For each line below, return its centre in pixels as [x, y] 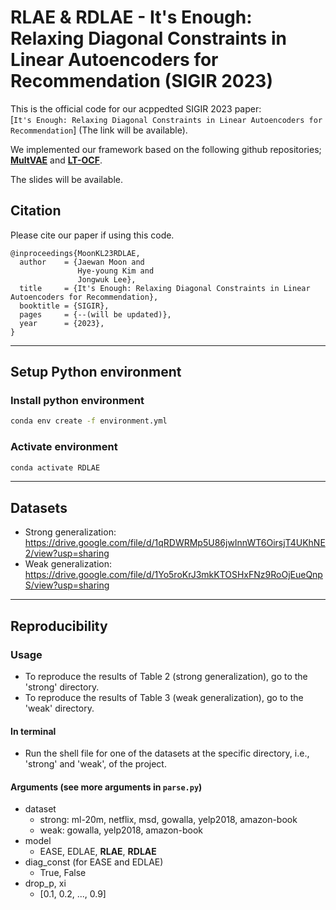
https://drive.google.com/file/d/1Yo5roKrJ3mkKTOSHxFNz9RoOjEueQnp [173, 575]
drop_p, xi [45, 883]
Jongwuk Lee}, [107, 279]
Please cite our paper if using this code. [92, 235]
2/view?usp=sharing [67, 553]
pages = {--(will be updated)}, [95, 314]
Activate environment [64, 447]
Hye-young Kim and [116, 271]
